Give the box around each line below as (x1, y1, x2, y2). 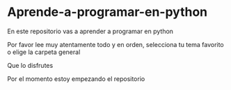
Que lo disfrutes (7, 61, 54, 69)
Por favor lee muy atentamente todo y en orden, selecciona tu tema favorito (7, 40, 224, 48)
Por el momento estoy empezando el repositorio (7, 74, 145, 83)
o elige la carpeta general (7, 48, 81, 56)
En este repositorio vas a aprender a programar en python (7, 27, 174, 35)
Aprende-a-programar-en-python (7, 4, 208, 20)
